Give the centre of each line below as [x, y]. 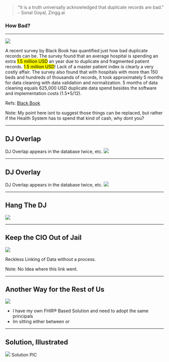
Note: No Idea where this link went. [41, 269]
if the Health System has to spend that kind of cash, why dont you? [75, 118]
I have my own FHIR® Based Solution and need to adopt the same [80, 311]
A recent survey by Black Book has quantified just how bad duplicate [76, 51]
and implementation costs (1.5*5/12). [44, 94]
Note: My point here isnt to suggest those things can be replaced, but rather [84, 113]
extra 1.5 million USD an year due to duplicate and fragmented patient [77, 61]
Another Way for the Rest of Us [55, 289]
